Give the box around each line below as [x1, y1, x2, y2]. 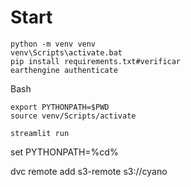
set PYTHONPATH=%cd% [10, 146, 119, 158]
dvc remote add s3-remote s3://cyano [10, 165, 168, 177]
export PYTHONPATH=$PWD [10, 102, 110, 112]
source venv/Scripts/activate [10, 111, 137, 121]
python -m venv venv [10, 39, 97, 49]
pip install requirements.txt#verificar [10, 56, 182, 66]
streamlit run [10, 128, 70, 138]
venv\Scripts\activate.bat [10, 47, 123, 58]
